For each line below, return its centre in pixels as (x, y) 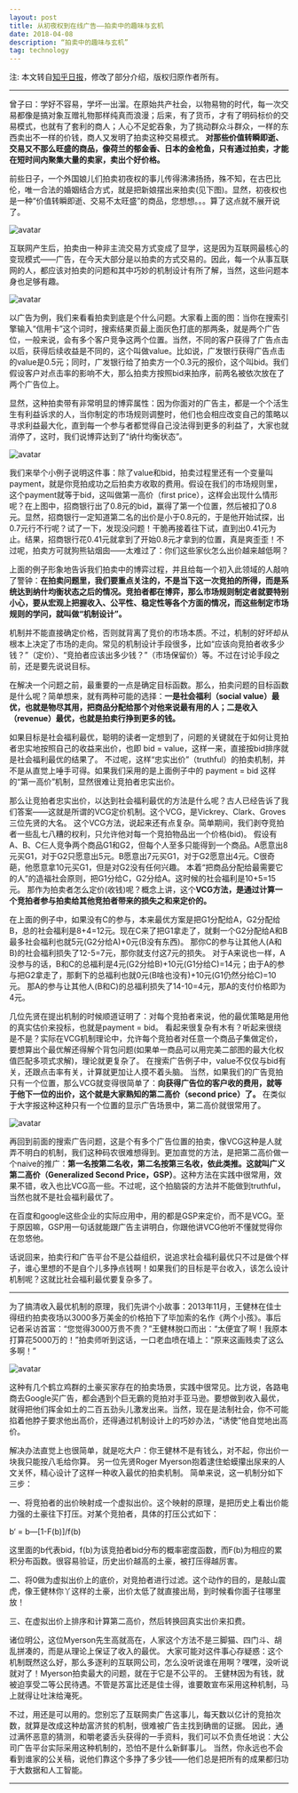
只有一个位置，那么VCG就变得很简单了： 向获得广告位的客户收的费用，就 (142, 1083)
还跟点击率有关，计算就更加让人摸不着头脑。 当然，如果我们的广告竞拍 (154, 1072)
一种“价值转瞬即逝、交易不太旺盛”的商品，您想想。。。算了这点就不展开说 (149, 201)
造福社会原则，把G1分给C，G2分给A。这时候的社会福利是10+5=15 (156, 879)
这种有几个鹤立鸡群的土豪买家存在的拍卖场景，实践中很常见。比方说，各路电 (149, 1387)
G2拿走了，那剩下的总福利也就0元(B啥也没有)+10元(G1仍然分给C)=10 (150, 976)
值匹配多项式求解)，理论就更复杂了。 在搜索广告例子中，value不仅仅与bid (144, 1061)
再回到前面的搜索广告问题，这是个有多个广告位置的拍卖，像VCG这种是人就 (145, 1142)
